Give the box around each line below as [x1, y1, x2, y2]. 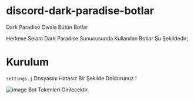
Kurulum [6, 56, 49, 69]
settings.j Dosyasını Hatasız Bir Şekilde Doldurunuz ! [6, 74, 137, 81]
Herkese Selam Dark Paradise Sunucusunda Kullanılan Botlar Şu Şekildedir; [6, 35, 189, 42]
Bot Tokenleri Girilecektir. [28, 86, 89, 93]
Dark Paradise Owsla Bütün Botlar [6, 23, 88, 30]
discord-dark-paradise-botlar [6, 4, 155, 18]
